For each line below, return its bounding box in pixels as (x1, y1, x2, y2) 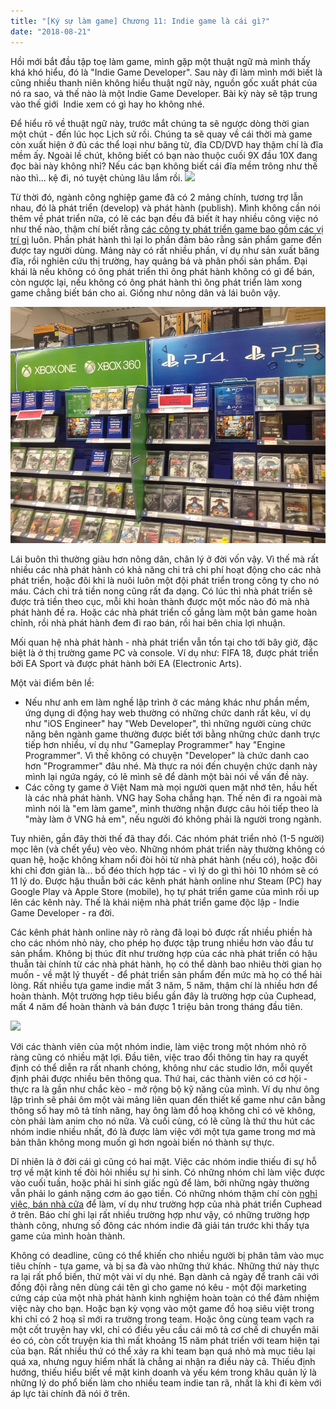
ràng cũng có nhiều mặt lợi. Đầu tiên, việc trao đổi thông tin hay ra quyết (10, 1051, 309, 1063)
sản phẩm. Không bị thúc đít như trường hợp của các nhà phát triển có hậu (10, 947, 318, 959)
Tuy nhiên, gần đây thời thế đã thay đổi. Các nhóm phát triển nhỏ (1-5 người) (10, 832, 325, 844)
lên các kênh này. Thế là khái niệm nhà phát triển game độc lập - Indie (10, 896, 300, 908)
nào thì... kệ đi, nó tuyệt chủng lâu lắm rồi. (10, 171, 183, 184)
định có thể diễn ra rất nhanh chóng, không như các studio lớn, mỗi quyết (10, 1061, 313, 1074)
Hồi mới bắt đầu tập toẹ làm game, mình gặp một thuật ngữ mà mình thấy (10, 55, 311, 67)
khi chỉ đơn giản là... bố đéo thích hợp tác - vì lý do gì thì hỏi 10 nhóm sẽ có (10, 864, 319, 876)
